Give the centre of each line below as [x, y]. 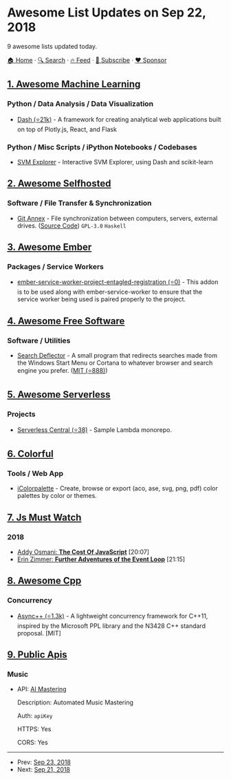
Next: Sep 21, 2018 [44, 770]
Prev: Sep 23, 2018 [44, 762]
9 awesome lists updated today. [52, 46]
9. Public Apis [37, 655]
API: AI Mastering [42, 689]
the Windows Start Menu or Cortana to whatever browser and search [115, 362]
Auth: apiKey [35, 716]
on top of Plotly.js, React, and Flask [67, 129]
